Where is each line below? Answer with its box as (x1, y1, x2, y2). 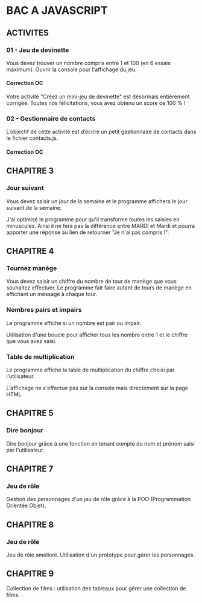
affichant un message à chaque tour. (6, 291, 98, 298)
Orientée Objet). (6, 502, 46, 510)
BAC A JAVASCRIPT (6, 4, 108, 17)
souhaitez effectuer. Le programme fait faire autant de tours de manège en (6, 284, 192, 291)
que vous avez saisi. (6, 337, 57, 344)
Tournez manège (6, 264, 57, 272)
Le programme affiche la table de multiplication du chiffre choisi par (6, 366, 175, 373)
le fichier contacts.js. (6, 134, 58, 142)
